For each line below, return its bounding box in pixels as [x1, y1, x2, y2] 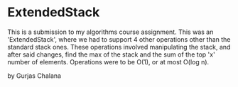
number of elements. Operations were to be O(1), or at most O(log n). [7, 57, 210, 66]
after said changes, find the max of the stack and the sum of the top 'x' [7, 50, 215, 59]
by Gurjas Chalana [7, 71, 62, 80]
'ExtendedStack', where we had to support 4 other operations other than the [7, 35, 231, 43]
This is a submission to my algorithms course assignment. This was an [7, 28, 214, 36]
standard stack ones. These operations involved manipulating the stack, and [7, 42, 231, 51]
